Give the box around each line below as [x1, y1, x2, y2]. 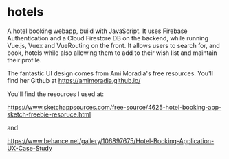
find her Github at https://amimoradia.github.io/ [7, 76, 141, 84]
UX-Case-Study [7, 144, 53, 152]
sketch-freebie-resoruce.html [7, 110, 91, 119]
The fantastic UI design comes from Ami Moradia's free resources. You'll [7, 69, 213, 77]
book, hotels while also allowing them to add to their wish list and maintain [7, 49, 218, 57]
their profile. [7, 56, 42, 64]
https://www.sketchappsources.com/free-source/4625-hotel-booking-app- [7, 103, 222, 111]
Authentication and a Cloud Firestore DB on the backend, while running [7, 34, 208, 42]
